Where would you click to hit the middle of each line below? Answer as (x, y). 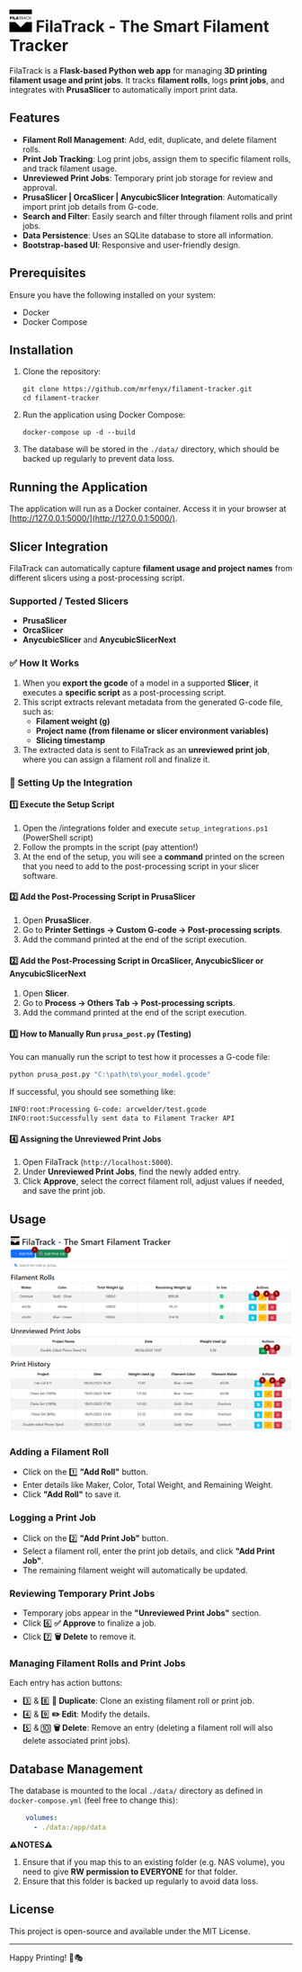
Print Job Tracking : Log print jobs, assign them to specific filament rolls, (156, 158)
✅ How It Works (44, 663)
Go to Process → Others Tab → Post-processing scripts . (129, 1003)
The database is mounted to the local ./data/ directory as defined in (136, 1791)
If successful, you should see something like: (93, 1092)
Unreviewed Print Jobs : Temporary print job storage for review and (147, 178)
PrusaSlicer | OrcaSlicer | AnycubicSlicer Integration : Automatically (150, 197)
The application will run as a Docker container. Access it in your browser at (148, 509)
